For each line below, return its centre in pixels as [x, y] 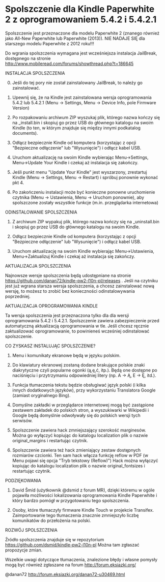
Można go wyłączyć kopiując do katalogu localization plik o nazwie [80, 435]
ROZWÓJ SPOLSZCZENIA [31, 530]
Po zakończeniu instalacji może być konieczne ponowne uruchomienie [84, 192]
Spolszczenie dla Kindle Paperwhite [80, 9]
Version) [21, 108]
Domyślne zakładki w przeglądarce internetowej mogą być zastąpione [83, 405]
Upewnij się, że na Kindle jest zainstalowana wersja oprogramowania [82, 97]
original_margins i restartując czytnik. [50, 440]
